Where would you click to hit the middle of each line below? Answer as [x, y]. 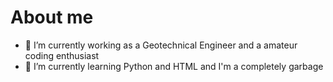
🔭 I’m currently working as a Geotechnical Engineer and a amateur [161, 45]
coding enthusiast [62, 55]
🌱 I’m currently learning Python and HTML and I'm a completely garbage [174, 66]
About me [52, 17]
